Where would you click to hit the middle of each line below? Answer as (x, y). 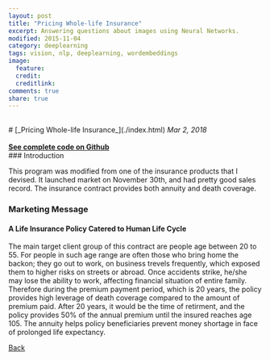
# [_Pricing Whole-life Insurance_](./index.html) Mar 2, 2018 (108, 130)
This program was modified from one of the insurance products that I (123, 171)
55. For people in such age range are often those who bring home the (124, 255)
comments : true (34, 91)
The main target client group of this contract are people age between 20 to (133, 246)
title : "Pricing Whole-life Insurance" (75, 23)
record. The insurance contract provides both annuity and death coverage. (132, 188)
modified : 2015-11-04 (45, 38)
